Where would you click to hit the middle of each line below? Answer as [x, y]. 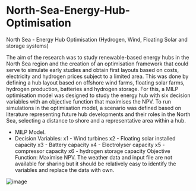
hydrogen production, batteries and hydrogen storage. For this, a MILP [92, 89]
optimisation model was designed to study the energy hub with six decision [98, 95]
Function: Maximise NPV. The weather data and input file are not [94, 157]
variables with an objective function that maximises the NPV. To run [88, 101]
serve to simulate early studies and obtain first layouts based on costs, [93, 70]
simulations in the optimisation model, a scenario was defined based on [94, 108]
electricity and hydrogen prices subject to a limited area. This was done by [97, 76]
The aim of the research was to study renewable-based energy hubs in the [98, 57]
